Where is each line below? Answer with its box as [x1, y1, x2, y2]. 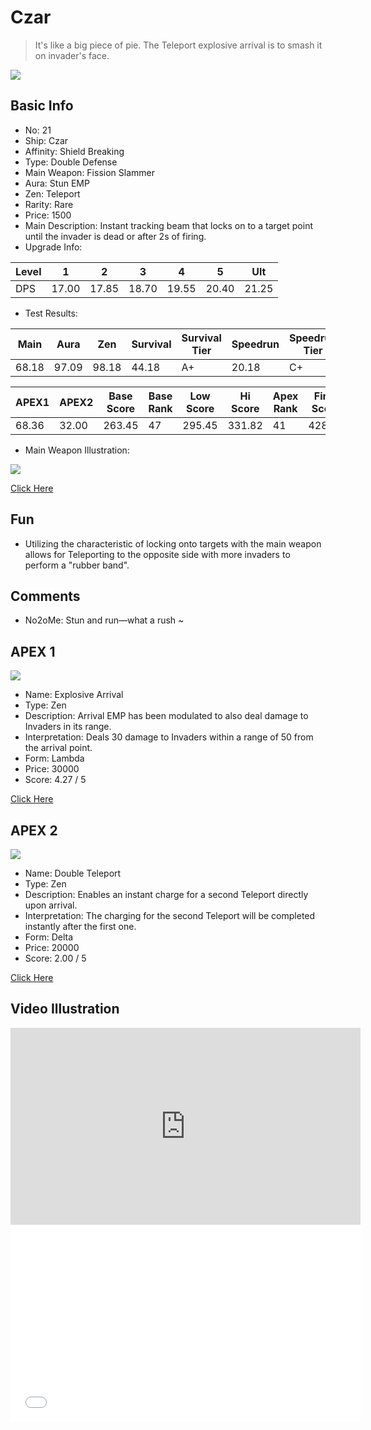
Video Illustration [10, 1001, 120, 1018]
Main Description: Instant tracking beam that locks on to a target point [24, 219, 313, 231]
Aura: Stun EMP [24, 177, 90, 189]
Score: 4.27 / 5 [24, 774, 87, 786]
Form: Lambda [24, 752, 85, 765]
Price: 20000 [24, 942, 80, 953]
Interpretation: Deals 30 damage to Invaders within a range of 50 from [24, 731, 314, 743]
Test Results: [24, 307, 78, 319]
